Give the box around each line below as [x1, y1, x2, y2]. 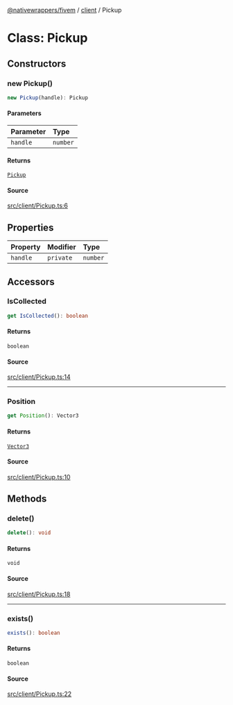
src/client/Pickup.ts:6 [7, 201, 68, 210]
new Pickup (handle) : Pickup [7, 94, 89, 101]
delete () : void [7, 529, 51, 536]
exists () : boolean [7, 629, 60, 636]
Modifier [47, 242, 76, 252]
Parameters [7, 109, 42, 117]
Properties [7, 221, 54, 233]
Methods [7, 493, 47, 505]
